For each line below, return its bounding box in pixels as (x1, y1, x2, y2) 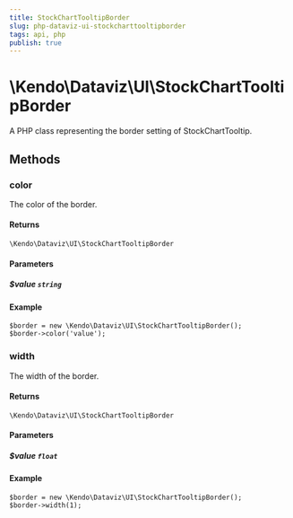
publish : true (9, 38, 63, 48)
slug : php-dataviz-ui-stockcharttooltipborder (9, 22, 186, 31)
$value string (9, 279, 63, 290)
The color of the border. (9, 198, 98, 209)
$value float (9, 450, 58, 461)
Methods (9, 152, 61, 167)
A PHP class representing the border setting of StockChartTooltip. (9, 126, 253, 136)
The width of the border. (9, 370, 99, 382)
